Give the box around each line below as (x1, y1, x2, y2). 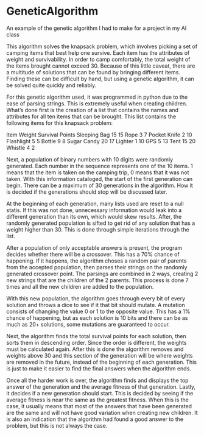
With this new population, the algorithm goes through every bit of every (6, 294, 186, 302)
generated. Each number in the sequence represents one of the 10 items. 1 (6, 162, 193, 169)
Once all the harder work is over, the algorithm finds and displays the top (6, 377, 189, 384)
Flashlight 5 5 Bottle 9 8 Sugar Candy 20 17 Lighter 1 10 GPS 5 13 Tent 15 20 (6, 137, 196, 144)
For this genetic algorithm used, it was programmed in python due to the (6, 93, 188, 101)
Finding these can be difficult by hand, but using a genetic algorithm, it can (6, 75, 195, 82)
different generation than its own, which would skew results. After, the (6, 213, 182, 220)
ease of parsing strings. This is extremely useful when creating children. (6, 99, 188, 107)
